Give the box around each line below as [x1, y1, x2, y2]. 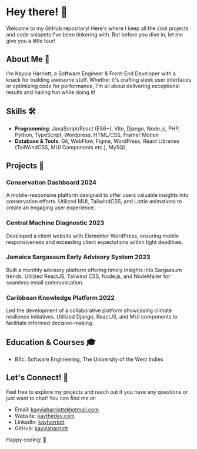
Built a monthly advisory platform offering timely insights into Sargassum [6, 266, 182, 273]
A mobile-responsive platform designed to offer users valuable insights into [6, 192, 189, 199]
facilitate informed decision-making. [6, 320, 94, 327]
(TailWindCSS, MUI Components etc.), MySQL [14, 143, 126, 150]
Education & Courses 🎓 [6, 337, 96, 347]
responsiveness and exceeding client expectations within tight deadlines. [6, 238, 183, 246]
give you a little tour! [6, 37, 56, 44]
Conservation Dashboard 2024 [6, 178, 97, 186]
